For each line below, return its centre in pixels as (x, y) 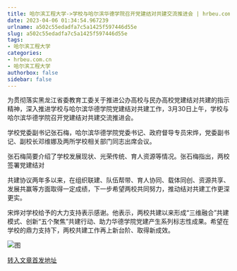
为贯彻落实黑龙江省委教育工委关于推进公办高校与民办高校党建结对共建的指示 (119, 100)
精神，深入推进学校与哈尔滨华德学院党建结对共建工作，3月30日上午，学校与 (118, 109)
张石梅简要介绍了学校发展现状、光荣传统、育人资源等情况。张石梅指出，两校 (119, 156)
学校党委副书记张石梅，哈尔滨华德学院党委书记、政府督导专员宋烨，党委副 (115, 133)
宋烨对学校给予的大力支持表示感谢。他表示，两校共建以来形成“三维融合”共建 (118, 213)
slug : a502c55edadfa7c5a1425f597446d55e (68, 33)
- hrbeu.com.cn (30, 60)
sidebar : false (30, 79)
